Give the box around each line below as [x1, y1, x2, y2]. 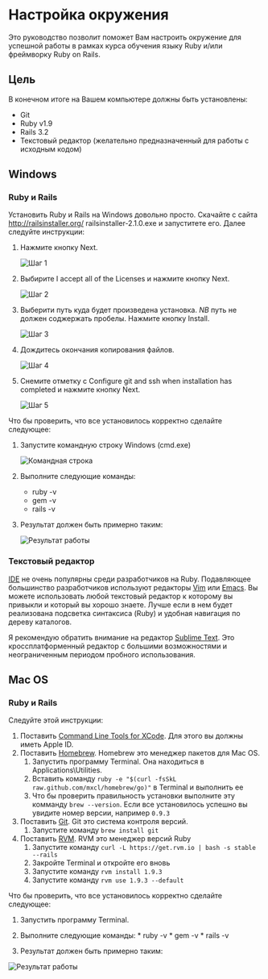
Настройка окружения [8, 6, 169, 24]
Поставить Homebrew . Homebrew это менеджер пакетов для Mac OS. [19, 748, 260, 758]
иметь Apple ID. [19, 739, 74, 749]
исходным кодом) [19, 144, 82, 154]
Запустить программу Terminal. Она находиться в [31, 756, 204, 767]
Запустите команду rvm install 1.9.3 [31, 867, 163, 877]
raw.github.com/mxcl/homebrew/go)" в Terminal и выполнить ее [31, 782, 244, 792]
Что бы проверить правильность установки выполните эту [31, 791, 236, 801]
